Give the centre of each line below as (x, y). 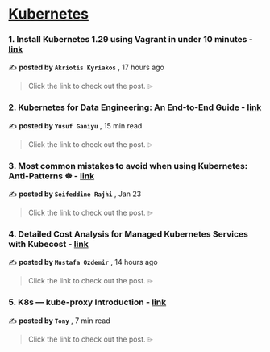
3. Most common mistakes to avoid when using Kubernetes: (128, 166)
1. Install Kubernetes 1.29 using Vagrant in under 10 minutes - (131, 40)
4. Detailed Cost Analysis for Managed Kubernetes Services (128, 234)
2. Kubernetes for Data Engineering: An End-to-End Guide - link (135, 107)
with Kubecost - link (48, 244)
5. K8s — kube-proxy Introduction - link (87, 302)
